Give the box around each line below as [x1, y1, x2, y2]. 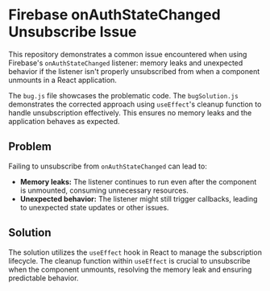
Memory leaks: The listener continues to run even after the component [19, 177, 257, 186]
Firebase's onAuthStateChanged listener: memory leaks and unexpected [8, 58, 243, 68]
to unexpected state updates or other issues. [19, 202, 169, 212]
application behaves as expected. [8, 116, 120, 126]
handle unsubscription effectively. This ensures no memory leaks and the [8, 107, 252, 118]
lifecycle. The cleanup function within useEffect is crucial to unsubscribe [8, 256, 251, 265]
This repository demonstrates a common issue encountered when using [8, 49, 247, 59]
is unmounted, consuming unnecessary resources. [19, 185, 189, 195]
